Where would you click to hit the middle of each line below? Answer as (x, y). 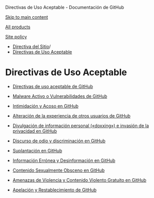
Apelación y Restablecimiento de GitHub (55, 190)
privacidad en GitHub (35, 131)
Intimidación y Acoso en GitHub (45, 106)
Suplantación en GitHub (37, 150)
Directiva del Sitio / (32, 47)
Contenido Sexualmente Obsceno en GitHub (59, 170)
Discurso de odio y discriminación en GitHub (59, 141)
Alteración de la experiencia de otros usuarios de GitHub (71, 115)
